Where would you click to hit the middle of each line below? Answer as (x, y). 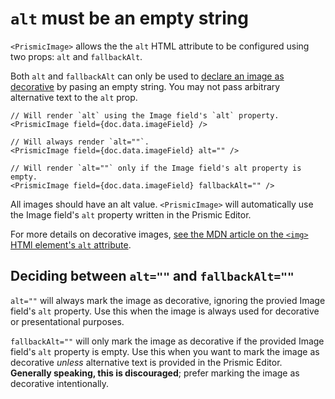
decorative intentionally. (60, 383)
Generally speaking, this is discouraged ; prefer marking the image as (155, 373)
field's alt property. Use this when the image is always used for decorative (165, 311)
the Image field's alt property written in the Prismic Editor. (131, 214)
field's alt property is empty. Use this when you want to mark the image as (165, 351)
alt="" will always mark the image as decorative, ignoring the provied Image (168, 300)
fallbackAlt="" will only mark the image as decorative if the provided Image (167, 341)
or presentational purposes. (67, 321)
